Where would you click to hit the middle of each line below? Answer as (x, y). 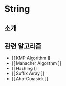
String (17, 9)
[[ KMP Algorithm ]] (31, 58)
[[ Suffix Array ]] (28, 73)
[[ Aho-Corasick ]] (30, 79)
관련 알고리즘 (23, 46)
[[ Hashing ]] (24, 69)
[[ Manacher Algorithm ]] (36, 63)
